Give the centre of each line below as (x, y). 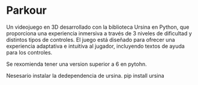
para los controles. (29, 52)
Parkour (26, 10)
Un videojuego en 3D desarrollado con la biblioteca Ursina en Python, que (98, 27)
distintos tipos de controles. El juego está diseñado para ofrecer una (91, 40)
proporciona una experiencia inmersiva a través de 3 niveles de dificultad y (99, 33)
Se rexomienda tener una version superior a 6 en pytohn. (76, 64)
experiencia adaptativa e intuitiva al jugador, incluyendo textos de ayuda (95, 46)
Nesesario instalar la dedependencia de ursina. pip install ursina (85, 75)
